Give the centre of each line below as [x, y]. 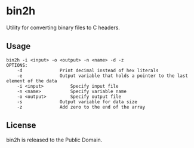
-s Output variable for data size [77, 102]
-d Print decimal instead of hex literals [88, 70]
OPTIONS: [17, 65]
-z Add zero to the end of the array [81, 107]
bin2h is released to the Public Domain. [54, 140]
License [21, 126]
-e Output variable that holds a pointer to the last [102, 76]
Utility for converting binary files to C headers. [63, 27]
